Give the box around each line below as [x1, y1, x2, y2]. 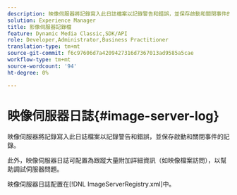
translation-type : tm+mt [7, 43, 80, 50]
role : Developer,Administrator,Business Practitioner [7, 37, 169, 44]
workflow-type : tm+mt [7, 56, 71, 63]
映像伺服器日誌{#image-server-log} [7, 108, 220, 124]
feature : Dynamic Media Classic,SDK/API [7, 30, 128, 37]
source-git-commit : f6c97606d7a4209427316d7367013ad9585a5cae [7, 50, 194, 57]
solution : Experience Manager [7, 17, 97, 24]
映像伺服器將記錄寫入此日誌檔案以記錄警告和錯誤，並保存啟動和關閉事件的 [7, 132, 224, 141]
